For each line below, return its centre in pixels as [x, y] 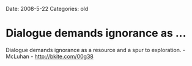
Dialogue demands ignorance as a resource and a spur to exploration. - [96, 50]
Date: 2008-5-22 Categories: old [47, 9]
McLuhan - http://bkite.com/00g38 [50, 56]
